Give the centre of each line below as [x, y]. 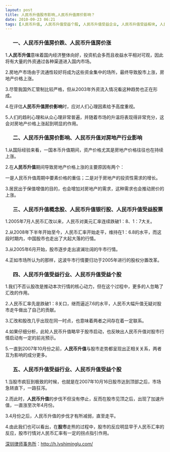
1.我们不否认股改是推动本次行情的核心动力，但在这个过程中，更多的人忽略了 [84, 286]
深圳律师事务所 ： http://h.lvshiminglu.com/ [49, 444]
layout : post [19, 10]
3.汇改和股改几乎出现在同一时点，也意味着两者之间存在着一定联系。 [76, 321]
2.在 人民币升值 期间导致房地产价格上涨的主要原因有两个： [65, 167]
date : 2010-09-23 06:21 [30, 19]
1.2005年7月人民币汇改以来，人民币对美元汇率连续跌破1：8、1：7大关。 [80, 221]
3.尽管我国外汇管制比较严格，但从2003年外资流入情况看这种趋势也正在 [79, 89]
